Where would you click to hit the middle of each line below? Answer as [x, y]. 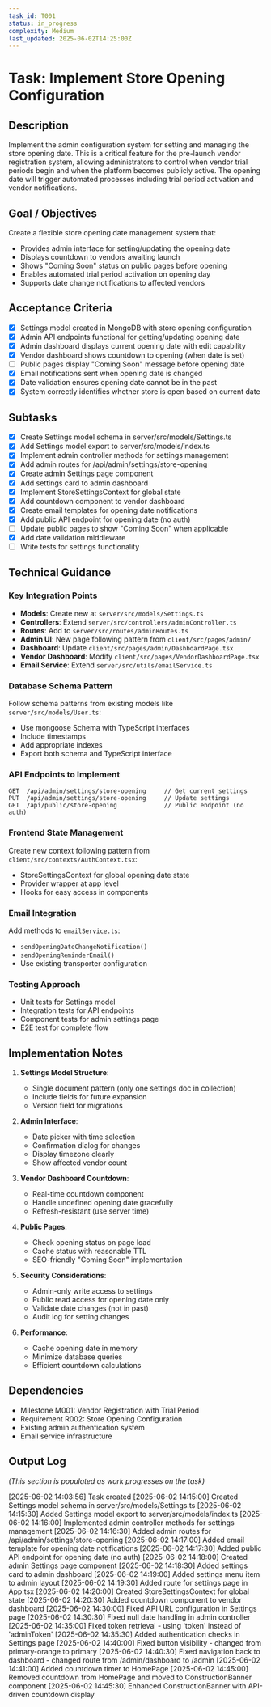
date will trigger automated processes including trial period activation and [131, 180]
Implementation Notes [66, 1053]
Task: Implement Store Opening [117, 78]
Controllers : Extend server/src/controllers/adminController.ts [128, 622]
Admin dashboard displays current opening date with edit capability [133, 346]
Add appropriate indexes [61, 744]
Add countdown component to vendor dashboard [102, 501]
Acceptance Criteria [60, 308]
